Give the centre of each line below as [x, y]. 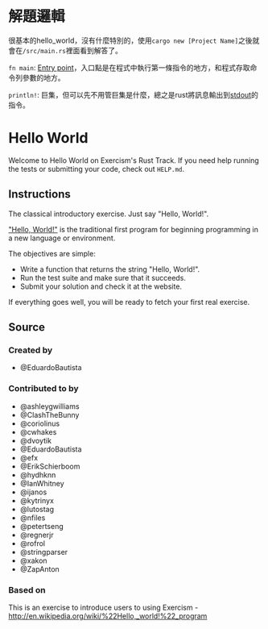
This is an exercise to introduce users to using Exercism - [103, 607]
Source [27, 327]
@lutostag [37, 509]
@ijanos [33, 492]
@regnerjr [37, 535]
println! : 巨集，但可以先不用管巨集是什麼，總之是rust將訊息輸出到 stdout [130, 94]
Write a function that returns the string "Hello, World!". [110, 269]
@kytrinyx [37, 500]
